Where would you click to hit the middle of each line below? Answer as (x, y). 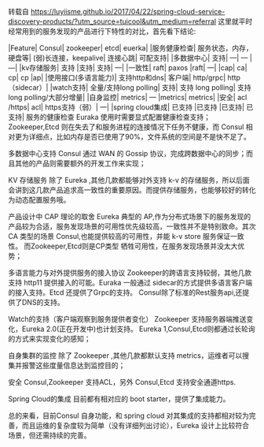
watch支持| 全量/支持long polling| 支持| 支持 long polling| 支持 (152, 88)
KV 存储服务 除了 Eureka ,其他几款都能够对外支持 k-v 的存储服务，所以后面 (129, 180)
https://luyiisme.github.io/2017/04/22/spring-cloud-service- (128, 11)
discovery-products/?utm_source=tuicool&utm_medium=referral (112, 21)
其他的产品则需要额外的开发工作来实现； (80, 163)
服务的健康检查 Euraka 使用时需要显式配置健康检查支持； (118, 117)
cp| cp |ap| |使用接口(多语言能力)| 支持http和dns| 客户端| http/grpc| (117, 78)
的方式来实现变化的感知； (49, 339)
